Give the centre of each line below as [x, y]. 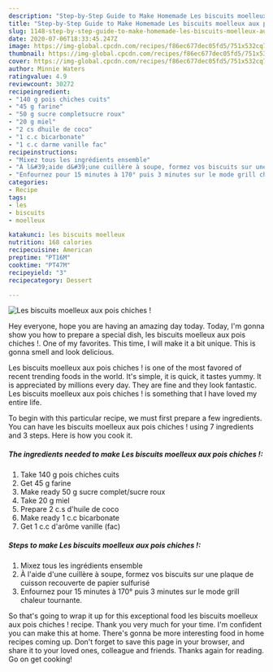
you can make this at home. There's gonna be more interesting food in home [136, 633]
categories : [28, 183]
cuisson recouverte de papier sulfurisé [85, 583]
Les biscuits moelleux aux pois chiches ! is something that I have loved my [133, 394]
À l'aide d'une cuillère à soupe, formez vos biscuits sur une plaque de [137, 574]
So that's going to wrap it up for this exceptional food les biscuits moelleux [133, 616]
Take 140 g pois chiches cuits [69, 475]
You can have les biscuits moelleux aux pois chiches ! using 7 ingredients [131, 427]
